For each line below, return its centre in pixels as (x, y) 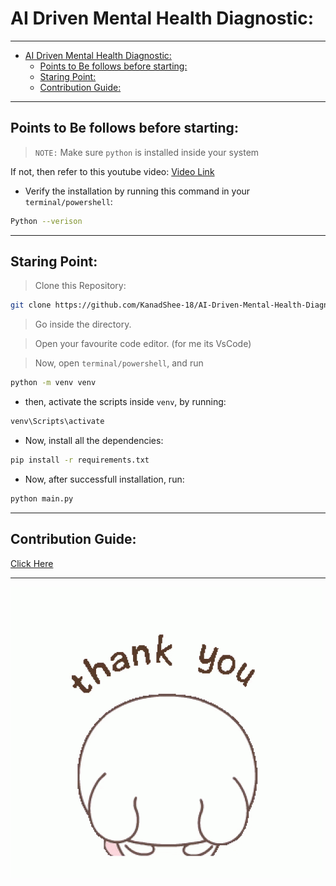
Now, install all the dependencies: (94, 441)
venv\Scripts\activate (57, 422)
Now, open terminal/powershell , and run (119, 363)
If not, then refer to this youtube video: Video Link (112, 171)
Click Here (32, 563)
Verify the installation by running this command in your (137, 191)
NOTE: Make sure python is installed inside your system (147, 152)
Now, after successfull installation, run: (104, 479)
